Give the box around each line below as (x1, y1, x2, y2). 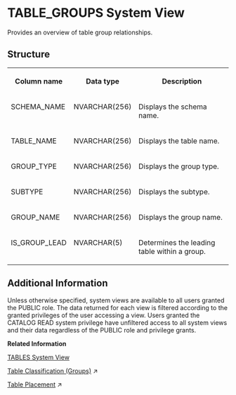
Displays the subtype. (138, 187, 210, 196)
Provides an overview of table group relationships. (7, 28, 153, 36)
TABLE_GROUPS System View (7, 5, 185, 21)
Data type (85, 76, 119, 86)
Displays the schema (138, 102, 207, 112)
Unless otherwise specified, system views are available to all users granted (7, 296, 225, 304)
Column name (15, 76, 63, 86)
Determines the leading (138, 237, 216, 247)
